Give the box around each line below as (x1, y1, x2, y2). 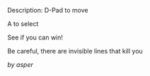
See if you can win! (7, 33, 64, 42)
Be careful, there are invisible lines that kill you (7, 47, 143, 55)
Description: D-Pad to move (7, 6, 88, 14)
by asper (7, 61, 34, 69)
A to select (7, 20, 39, 27)
